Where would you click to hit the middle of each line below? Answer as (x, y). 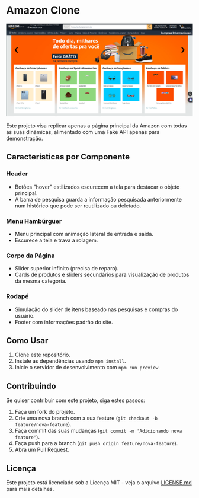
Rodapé (17, 296)
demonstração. (25, 138)
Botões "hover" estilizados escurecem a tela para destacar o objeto (97, 187)
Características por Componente (68, 157)
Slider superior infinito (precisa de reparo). (67, 269)
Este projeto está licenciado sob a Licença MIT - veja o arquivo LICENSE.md (99, 482)
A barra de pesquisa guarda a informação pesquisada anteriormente (98, 199)
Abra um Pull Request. (42, 450)
